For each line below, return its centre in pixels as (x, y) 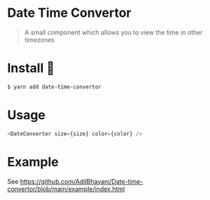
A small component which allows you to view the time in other (113, 32)
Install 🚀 (31, 68)
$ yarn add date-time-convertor (54, 87)
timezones (39, 39)
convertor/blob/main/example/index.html (66, 189)
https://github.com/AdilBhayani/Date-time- (82, 181)
